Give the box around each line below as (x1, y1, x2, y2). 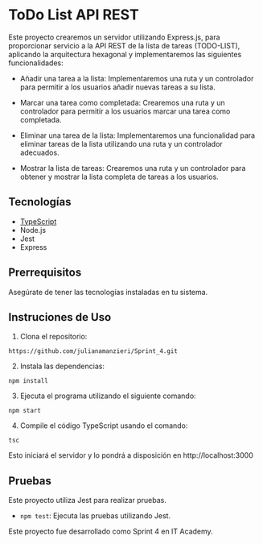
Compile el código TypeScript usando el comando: (19, 421, 188, 430)
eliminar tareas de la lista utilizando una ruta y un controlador (19, 139, 223, 148)
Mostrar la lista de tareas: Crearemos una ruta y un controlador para (19, 163, 246, 172)
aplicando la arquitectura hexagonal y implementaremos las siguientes (8, 49, 242, 59)
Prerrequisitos (8, 266, 82, 280)
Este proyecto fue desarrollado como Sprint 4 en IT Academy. (8, 526, 213, 537)
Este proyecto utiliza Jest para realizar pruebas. (8, 496, 166, 505)
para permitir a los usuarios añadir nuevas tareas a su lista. (19, 82, 216, 92)
